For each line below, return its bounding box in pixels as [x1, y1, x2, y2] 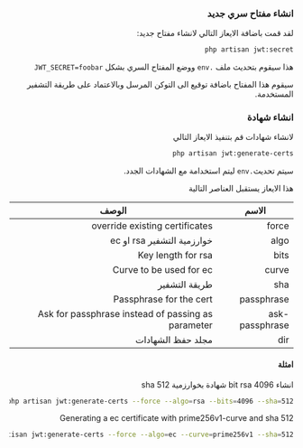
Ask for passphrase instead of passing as [37, 308, 214, 321]
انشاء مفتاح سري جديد [207, 7, 294, 20]
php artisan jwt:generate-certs [172, 149, 294, 158]
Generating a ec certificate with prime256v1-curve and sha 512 [60, 413, 294, 424]
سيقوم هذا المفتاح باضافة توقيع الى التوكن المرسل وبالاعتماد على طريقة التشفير [26, 79, 294, 90]
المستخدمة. [254, 89, 294, 99]
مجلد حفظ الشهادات [134, 333, 214, 346]
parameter [168, 319, 214, 331]
